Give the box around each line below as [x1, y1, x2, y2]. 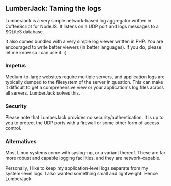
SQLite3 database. [5, 28, 44, 35]
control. [5, 125, 22, 131]
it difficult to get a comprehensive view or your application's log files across [5, 84, 164, 91]
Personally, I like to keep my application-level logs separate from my [5, 165, 149, 171]
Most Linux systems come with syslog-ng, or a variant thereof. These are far [5, 149, 166, 155]
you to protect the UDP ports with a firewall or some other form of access [5, 120, 159, 126]
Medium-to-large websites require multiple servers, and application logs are [5, 74, 165, 80]
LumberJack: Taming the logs [5, 4, 101, 13]
